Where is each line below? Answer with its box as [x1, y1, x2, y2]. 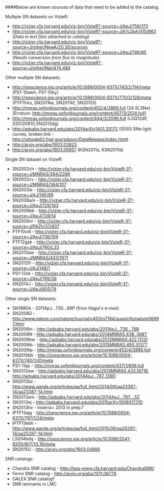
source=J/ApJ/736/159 [12, 234, 59, 240]
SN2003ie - [12, 187, 36, 192]
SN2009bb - [12, 208, 38, 214]
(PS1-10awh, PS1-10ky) [12, 90, 59, 95]
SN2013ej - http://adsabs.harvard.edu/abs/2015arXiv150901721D [12, 399, 143, 405]
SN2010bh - [12, 352, 37, 358]
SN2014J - [12, 281, 34, 287]
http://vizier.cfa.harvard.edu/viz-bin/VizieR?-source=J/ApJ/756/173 [12, 23, 148, 29]
